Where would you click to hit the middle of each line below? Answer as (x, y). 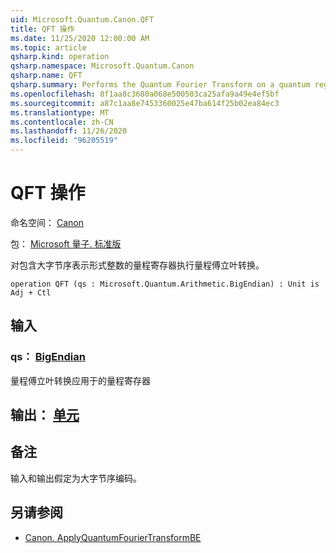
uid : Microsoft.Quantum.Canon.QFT (82, 19)
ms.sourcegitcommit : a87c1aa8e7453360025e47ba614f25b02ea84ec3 (145, 103)
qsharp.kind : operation (60, 57)
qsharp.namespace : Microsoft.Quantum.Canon (102, 66)
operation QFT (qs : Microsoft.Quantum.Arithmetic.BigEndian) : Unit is (165, 284)
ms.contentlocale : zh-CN (62, 122)
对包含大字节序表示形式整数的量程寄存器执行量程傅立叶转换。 (137, 265)
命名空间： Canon (47, 222)
